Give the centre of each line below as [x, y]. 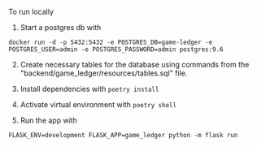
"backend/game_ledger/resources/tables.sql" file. [104, 73]
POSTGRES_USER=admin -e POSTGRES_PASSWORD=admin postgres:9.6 [116, 50]
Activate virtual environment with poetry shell [98, 104]
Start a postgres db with [61, 27]
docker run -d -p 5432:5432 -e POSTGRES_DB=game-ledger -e [111, 42]
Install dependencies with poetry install [89, 89]
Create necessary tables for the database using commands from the [135, 65]
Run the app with [48, 120]
